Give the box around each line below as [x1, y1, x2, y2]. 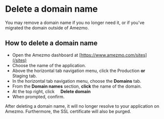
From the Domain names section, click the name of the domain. [12, 83, 142, 89]
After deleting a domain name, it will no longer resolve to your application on [5, 103, 160, 109]
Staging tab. [12, 72, 37, 79]
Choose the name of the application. [12, 62, 86, 68]
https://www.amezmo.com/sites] [81, 52, 147, 58]
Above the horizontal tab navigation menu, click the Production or [12, 68, 145, 73]
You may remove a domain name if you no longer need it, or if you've [5, 20, 145, 25]
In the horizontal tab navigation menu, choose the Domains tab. [12, 78, 141, 84]
